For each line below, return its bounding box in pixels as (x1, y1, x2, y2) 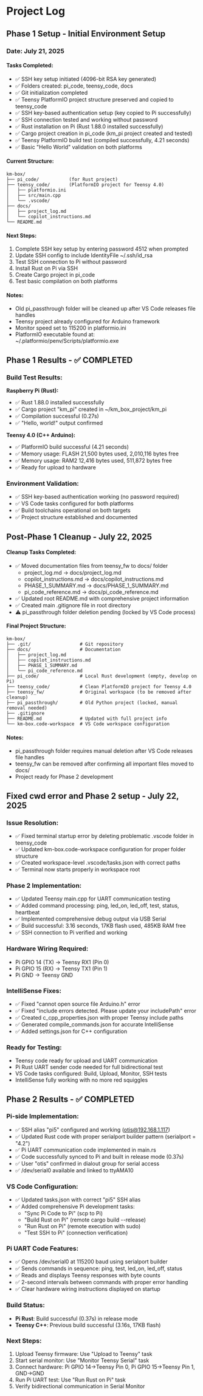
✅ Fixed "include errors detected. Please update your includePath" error (15, 1007, 196, 1014)
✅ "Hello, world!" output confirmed (15, 420, 103, 426)
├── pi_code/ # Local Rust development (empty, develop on (6, 673, 198, 679)
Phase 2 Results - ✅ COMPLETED (6, 1094, 135, 1104)
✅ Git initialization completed (15, 89, 88, 96)
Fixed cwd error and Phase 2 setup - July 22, (6, 790, 179, 801)
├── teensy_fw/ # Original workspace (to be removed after (6, 689, 191, 696)
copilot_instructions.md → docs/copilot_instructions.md (24, 575, 164, 582)
